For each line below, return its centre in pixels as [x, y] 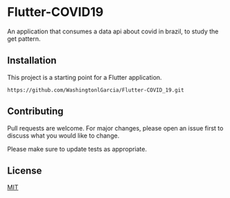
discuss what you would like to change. [63, 135]
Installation [32, 61]
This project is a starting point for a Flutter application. [85, 77]
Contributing [35, 112]
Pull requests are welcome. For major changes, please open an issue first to [115, 128]
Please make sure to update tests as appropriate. [77, 149]
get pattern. [24, 38]
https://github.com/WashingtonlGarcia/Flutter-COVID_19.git [96, 90]
